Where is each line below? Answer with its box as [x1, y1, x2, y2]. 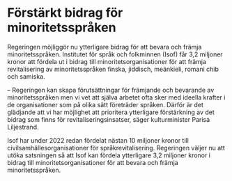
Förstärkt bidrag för [7, 5, 123, 21]
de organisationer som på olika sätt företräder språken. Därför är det [7, 100, 204, 109]
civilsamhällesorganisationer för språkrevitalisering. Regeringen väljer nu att [7, 143, 225, 152]
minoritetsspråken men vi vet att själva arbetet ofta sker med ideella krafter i [7, 93, 226, 102]
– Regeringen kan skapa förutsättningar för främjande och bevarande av [7, 86, 215, 94]
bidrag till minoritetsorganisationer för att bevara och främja [7, 158, 179, 166]
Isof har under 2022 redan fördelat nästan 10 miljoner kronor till [7, 136, 190, 144]
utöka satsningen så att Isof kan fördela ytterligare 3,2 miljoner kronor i [7, 151, 211, 159]
